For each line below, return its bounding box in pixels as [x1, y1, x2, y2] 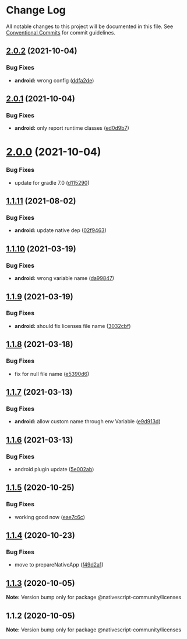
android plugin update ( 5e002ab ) [14, 465, 94, 472]
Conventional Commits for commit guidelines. [6, 29, 115, 36]
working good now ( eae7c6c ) [14, 513, 86, 520]
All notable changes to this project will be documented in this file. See [6, 23, 174, 30]
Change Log [6, 4, 66, 17]
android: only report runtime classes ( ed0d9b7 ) [14, 125, 129, 132]
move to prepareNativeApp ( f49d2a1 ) [14, 561, 104, 568]
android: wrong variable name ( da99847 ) [14, 275, 115, 282]
